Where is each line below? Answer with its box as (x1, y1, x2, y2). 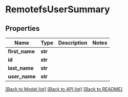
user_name (8, 73, 36, 80)
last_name (8, 65, 34, 71)
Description (58, 40, 88, 46)
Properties (5, 24, 40, 33)
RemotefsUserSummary (5, 4, 110, 15)
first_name (8, 48, 35, 55)
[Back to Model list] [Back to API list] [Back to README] (5, 86, 123, 92)
